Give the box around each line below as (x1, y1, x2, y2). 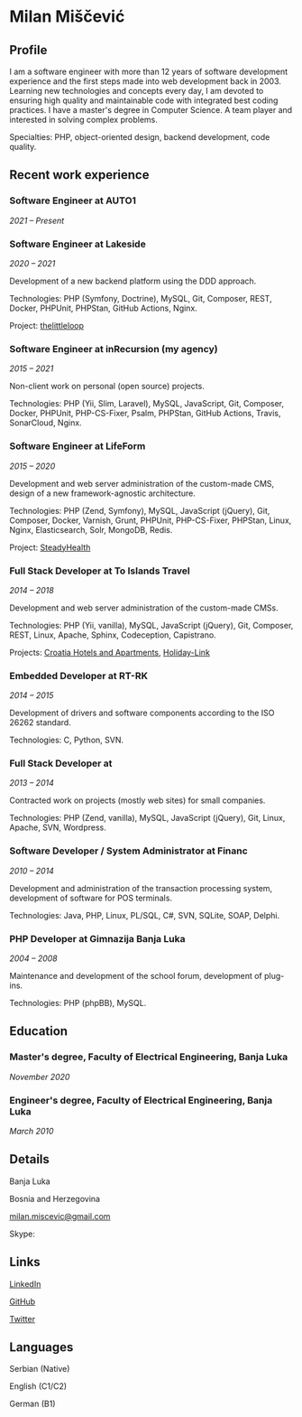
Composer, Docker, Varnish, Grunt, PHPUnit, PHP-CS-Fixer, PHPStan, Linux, (9, 515, 292, 526)
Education (9, 1023, 69, 1039)
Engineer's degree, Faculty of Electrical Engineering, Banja (9, 1094, 273, 1106)
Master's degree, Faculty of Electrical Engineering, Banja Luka (9, 1050, 288, 1063)
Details (9, 1151, 50, 1167)
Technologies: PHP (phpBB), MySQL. (9, 998, 147, 1009)
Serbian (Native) (9, 1364, 70, 1375)
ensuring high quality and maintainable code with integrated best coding (9, 95, 279, 106)
